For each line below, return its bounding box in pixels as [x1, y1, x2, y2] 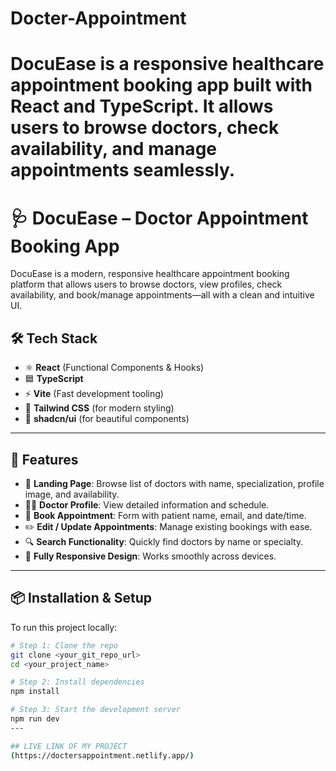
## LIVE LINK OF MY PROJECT [10, 741, 128, 751]
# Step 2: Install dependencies [10, 677, 145, 687]
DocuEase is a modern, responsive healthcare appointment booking [10, 268, 290, 280]
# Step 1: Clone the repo [10, 640, 118, 651]
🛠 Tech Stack [10, 330, 98, 347]
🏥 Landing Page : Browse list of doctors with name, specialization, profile [24, 477, 325, 489]
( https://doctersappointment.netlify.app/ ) [10, 750, 195, 761]
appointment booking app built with [10, 74, 313, 97]
